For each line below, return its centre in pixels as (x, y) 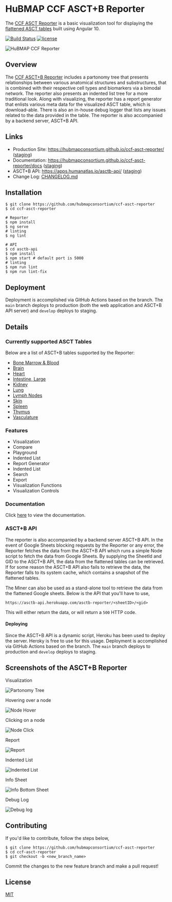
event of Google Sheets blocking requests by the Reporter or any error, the (84, 545)
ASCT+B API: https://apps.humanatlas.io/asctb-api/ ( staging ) (77, 171)
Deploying (17, 624)
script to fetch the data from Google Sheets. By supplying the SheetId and (83, 556)
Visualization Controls (36, 491)
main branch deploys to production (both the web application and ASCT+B (83, 305)
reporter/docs (27, 165)
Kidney (20, 384)
